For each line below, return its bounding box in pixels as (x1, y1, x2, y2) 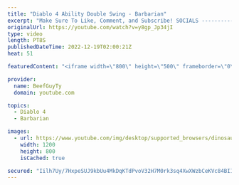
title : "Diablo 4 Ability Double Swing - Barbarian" (7, 10, 167, 18)
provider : (7, 75, 37, 83)
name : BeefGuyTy (14, 83, 62, 90)
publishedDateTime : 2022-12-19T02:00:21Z (7, 43, 132, 51)
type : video (7, 30, 43, 38)
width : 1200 (20, 141, 55, 148)
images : (7, 128, 31, 135)
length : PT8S (7, 37, 46, 44)
